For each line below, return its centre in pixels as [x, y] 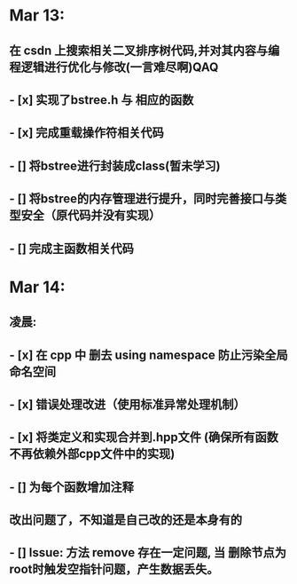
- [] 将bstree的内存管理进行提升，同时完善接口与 [142, 199]
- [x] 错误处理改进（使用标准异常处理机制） [127, 404]
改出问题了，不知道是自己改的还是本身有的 [125, 520]
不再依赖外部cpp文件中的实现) [92, 454]
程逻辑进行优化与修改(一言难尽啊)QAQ [114, 67]
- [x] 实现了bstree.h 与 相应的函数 [102, 100]
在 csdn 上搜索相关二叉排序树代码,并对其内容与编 [145, 50]
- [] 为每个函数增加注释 [72, 487]
